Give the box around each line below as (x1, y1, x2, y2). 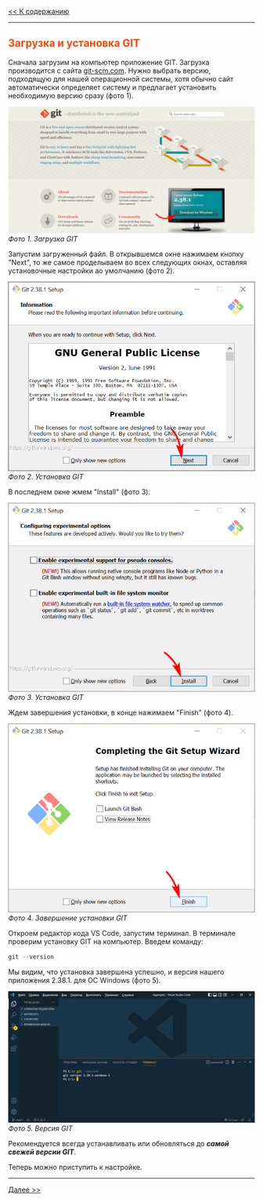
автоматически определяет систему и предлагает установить (8, 82, 217, 92)
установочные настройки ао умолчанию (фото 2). (8, 266, 175, 275)
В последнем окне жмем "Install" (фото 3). (8, 486, 151, 497)
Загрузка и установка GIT (8, 37, 141, 50)
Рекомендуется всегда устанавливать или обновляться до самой (8, 1138, 229, 1148)
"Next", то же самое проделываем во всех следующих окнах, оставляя (8, 258, 247, 268)
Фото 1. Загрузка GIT (8, 235, 78, 244)
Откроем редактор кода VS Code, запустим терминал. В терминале (8, 929, 236, 938)
